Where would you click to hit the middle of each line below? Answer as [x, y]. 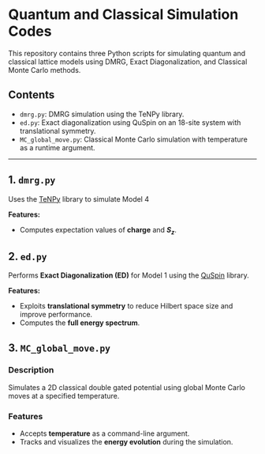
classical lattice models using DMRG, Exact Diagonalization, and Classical [128, 62]
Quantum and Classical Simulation [123, 15]
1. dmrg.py [32, 180]
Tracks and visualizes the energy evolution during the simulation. [126, 442]
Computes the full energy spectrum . [80, 323]
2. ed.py [28, 256]
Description [31, 370]
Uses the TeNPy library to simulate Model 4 [79, 199]
